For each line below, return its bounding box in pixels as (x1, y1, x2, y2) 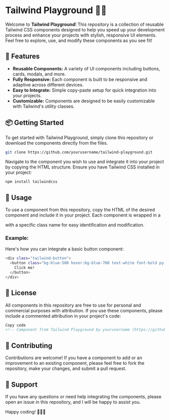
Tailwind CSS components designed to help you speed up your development (5, 26, 165, 32)
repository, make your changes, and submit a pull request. (5, 365, 126, 371)
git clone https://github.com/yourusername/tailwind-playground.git (5, 149, 153, 155)
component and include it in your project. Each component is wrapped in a (5, 212, 161, 218)
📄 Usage (5, 193, 32, 202)
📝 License (5, 288, 37, 298)
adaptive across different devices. (12, 81, 84, 88)
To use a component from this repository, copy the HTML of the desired (5, 207, 155, 213)
